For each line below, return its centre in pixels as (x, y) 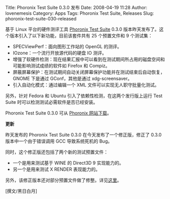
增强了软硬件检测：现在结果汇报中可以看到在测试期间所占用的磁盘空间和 (89, 59)
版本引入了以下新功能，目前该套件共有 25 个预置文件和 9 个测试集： (81, 36)
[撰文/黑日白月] (21, 191)
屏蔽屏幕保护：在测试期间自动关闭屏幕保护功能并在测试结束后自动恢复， (89, 72)
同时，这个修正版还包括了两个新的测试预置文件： (57, 152)
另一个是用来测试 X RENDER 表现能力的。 (56, 169)
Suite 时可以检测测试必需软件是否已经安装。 (52, 102)
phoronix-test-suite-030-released (41, 19)
